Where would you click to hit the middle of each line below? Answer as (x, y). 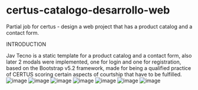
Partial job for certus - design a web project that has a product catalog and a (99, 26)
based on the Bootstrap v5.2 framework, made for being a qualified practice (99, 68)
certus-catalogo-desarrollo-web (88, 10)
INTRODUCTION (26, 44)
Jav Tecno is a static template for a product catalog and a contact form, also (99, 55)
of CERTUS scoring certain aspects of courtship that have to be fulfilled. (94, 74)
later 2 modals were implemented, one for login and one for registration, (94, 62)
